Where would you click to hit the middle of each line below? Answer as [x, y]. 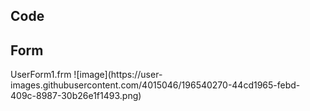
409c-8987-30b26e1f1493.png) [76, 96]
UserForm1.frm [41, 75]
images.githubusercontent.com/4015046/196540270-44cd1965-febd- [155, 85]
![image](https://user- [118, 75]
